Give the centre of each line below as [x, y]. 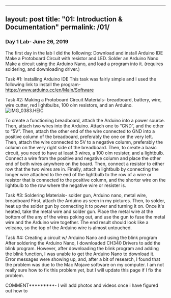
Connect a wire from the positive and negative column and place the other [83, 158]
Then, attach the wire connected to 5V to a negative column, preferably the [84, 142]
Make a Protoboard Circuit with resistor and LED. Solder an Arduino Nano [82, 58]
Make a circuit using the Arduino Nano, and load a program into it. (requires [84, 64]
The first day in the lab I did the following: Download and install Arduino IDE [84, 53]
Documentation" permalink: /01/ [58, 27]
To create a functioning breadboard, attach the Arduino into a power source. [85, 120]
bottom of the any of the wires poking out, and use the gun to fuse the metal [85, 216]
